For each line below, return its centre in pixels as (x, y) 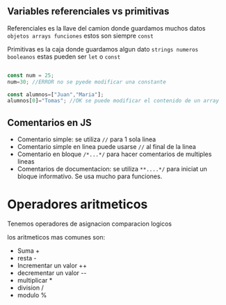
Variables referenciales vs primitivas (88, 11)
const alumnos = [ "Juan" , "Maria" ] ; (56, 94)
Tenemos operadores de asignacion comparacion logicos (90, 224)
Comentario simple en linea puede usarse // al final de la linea (106, 147)
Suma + (29, 251)
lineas (26, 162)
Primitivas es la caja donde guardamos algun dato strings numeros (103, 49)
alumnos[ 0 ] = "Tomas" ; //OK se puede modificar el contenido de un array (113, 101)
